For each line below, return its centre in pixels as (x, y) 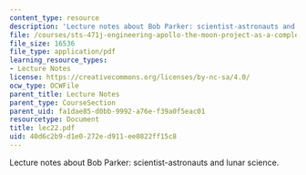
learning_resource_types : (58, 60)
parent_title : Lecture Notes (65, 94)
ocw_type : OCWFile (44, 86)
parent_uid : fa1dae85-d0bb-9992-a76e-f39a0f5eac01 (107, 111)
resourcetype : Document (55, 119)
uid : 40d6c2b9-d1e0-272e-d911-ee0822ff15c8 (93, 137)
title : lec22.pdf (42, 129)
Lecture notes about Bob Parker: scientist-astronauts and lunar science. (144, 162)
